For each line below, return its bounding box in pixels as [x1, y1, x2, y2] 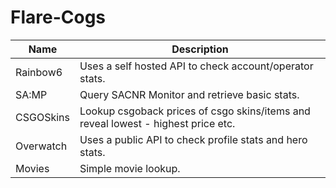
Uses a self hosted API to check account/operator [79, 59, 314, 73]
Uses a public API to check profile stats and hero [79, 132, 308, 146]
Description [171, 42, 229, 56]
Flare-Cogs [10, 6, 107, 29]
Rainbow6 [15, 65, 63, 79]
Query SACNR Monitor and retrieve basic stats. [79, 87, 300, 101]
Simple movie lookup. [79, 161, 181, 175]
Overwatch [15, 139, 68, 153]
